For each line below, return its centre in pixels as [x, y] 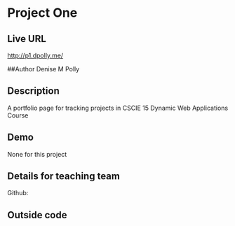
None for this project [37, 154]
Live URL [27, 39]
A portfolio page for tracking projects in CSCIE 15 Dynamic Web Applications [118, 108]
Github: [18, 193]
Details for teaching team [64, 176]
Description [33, 91]
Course [18, 115]
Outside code [37, 215]
